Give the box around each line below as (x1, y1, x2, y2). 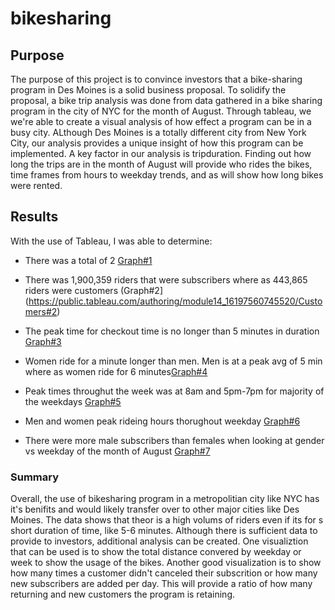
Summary (10, 470, 60, 484)
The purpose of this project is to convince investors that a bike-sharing (10, 73, 303, 85)
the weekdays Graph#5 (24, 395, 122, 407)
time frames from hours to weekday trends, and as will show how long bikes (10, 169, 324, 181)
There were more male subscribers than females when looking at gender (24, 434, 325, 446)
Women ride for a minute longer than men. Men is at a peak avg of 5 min (24, 355, 323, 367)
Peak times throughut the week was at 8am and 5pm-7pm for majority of (24, 385, 325, 397)
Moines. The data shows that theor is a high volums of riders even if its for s (10, 514, 324, 526)
